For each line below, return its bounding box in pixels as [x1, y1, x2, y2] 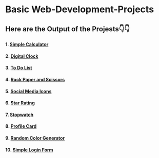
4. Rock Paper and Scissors [5, 76, 65, 82]
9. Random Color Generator [5, 134, 65, 141]
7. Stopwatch [5, 111, 34, 118]
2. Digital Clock [5, 53, 38, 59]
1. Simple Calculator [5, 41, 49, 48]
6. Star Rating [5, 100, 35, 106]
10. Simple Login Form [5, 147, 53, 153]
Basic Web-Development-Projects [5, 4, 154, 15]
